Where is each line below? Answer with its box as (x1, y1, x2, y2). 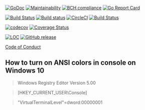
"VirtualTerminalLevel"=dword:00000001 (17, 99, 103, 105)
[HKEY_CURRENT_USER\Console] (17, 89, 87, 95)
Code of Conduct (5, 44, 41, 50)
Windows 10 (5, 66, 45, 75)
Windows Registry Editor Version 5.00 (17, 80, 96, 86)
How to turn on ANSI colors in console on (5, 59, 136, 67)
